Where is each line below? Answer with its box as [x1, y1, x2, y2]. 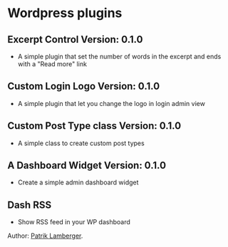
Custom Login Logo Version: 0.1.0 [7, 80, 160, 93]
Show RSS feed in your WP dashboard [17, 218, 130, 226]
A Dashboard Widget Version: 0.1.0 [7, 159, 166, 172]
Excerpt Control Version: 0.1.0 [7, 33, 143, 46]
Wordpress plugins [7, 5, 123, 21]
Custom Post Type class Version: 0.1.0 [7, 120, 182, 132]
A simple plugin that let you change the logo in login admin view [17, 99, 205, 107]
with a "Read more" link [17, 60, 88, 68]
